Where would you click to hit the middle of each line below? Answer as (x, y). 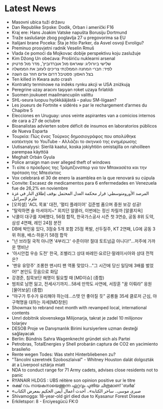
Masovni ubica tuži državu (38, 22)
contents (20, 313)
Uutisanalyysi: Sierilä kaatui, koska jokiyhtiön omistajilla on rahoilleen (81, 147)
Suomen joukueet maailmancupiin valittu (52, 95)
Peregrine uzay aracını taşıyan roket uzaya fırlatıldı (62, 89)
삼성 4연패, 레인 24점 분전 (36, 222)
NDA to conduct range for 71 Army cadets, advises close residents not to (85, 370)
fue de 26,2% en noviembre (40, 188)
